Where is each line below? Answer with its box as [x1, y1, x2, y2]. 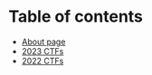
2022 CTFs [21, 55, 64, 66]
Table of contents [8, 6, 144, 27]
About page [21, 36, 66, 47]
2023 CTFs [21, 45, 64, 56]
